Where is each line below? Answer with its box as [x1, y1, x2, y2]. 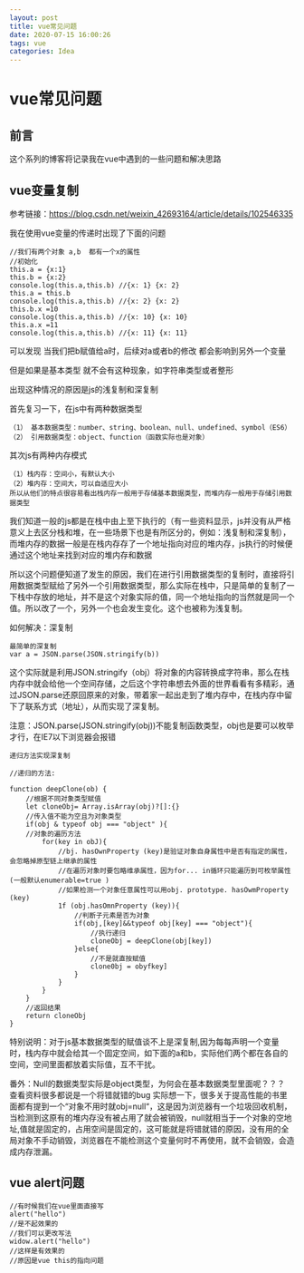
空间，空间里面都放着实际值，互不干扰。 [9, 1058, 160, 1070]
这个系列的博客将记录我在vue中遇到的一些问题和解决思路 [9, 153, 222, 164]
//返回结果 [25, 1003, 62, 1012]
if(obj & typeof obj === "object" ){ [25, 820, 168, 829]
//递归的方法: [9, 768, 56, 778]
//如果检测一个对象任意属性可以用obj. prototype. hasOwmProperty [57, 885, 290, 894]
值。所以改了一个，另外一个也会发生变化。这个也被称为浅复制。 [9, 602, 247, 613]
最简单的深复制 [9, 641, 57, 651]
